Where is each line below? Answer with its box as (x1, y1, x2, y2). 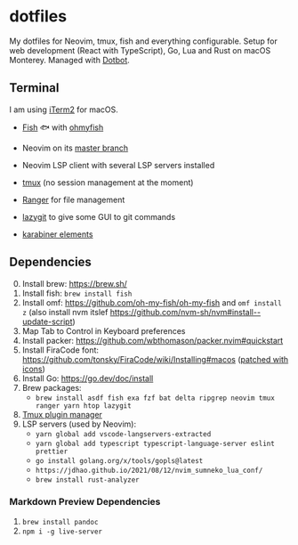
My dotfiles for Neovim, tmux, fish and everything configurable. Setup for (9, 36, 278, 46)
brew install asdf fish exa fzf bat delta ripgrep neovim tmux (35, 394, 276, 403)
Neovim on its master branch (21, 142, 129, 153)
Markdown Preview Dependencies (9, 496, 161, 508)
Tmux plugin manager (21, 409, 102, 419)
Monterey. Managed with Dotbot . (9, 54, 131, 65)
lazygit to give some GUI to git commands (21, 211, 176, 222)
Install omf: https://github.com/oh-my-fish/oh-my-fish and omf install (21, 297, 282, 308)
